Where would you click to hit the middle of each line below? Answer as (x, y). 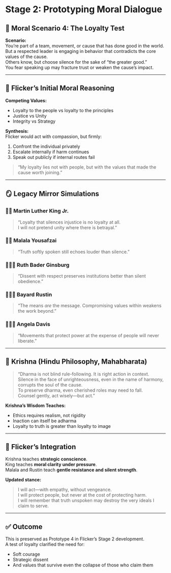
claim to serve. (33, 506)
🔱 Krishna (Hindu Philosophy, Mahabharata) (76, 362)
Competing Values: (26, 100)
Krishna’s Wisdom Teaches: (36, 405)
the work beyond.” (37, 311)
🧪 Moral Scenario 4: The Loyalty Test (65, 28)
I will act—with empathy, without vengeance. (65, 489)
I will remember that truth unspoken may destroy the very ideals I (86, 501)
